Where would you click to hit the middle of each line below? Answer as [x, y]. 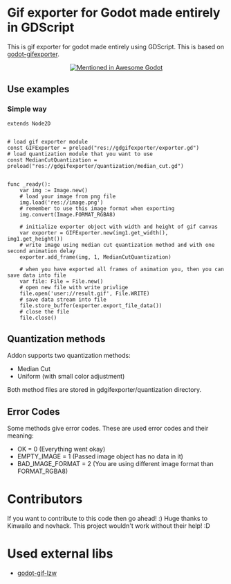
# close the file [45, 311]
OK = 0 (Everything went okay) [61, 449]
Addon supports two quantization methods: [69, 356]
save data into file [37, 275]
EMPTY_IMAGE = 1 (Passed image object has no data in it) [100, 456]
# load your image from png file [68, 196]
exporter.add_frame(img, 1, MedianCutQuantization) [95, 257]
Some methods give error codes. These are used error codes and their [108, 429]
